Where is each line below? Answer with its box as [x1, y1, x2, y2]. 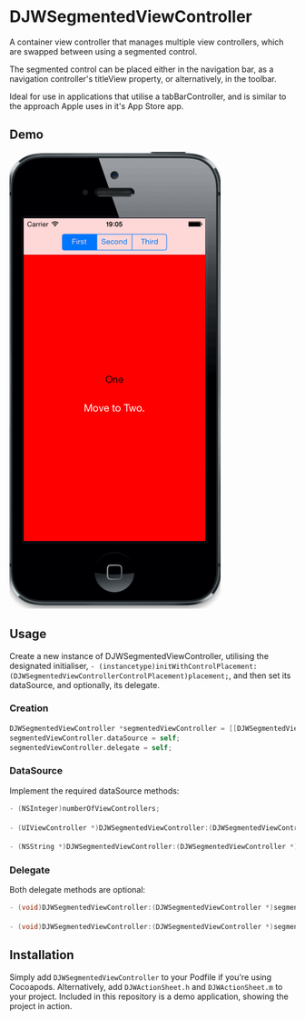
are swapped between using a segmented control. [9, 45, 198, 56]
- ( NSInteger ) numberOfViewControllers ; [9, 804, 161, 813]
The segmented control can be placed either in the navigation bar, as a [9, 64, 274, 75]
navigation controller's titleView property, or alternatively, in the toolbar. [9, 73, 277, 84]
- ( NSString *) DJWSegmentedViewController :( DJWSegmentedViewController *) [9, 843, 299, 852]
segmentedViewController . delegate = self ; [9, 743, 172, 752]
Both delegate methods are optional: [9, 885, 146, 895]
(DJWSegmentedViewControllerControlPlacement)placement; [9, 671, 230, 681]
